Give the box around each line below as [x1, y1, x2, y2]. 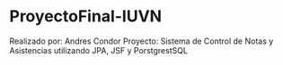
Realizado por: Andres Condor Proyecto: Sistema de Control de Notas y [9, 36, 274, 46]
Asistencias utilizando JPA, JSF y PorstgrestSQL [9, 45, 189, 55]
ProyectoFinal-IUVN [9, 6, 163, 27]
